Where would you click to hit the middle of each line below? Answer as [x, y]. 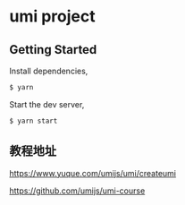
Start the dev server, [47, 104]
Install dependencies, [49, 71]
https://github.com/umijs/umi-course [77, 191]
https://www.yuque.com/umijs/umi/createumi [93, 173]
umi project [52, 17]
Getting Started [53, 50]
